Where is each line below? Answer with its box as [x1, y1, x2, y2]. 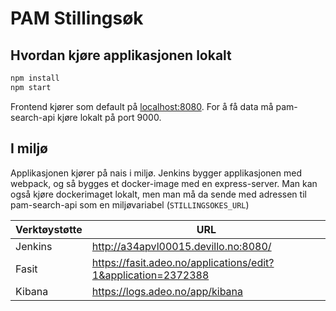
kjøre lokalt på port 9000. [57, 111, 162, 123]
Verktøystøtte [15, 222, 83, 236]
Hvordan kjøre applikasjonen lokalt [10, 47, 232, 64]
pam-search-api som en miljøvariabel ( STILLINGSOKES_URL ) [10, 198, 250, 211]
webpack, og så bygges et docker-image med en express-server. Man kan [10, 177, 318, 189]
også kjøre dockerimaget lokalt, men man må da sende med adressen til [10, 188, 307, 200]
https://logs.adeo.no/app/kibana [91, 284, 244, 298]
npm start [10, 82, 52, 92]
